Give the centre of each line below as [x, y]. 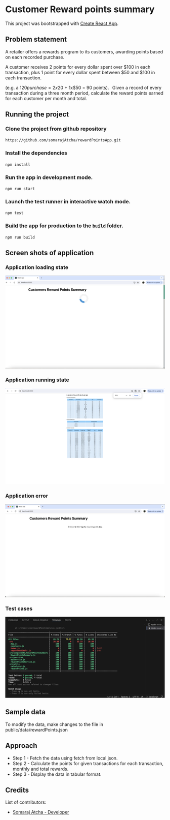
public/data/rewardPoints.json [37, 730]
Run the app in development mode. [49, 177]
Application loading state [37, 267]
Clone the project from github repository [56, 129]
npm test [14, 213]
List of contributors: [26, 802]
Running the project [37, 115]
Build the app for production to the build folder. [64, 226]
